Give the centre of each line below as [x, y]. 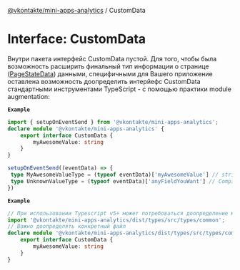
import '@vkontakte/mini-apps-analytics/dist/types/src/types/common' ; [116, 220]
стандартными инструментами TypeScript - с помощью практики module [120, 89]
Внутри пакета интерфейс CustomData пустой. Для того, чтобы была [112, 58]
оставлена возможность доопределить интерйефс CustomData [104, 81]
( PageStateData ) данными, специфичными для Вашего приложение [110, 73]
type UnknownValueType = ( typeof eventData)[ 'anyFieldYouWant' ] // [113, 181]
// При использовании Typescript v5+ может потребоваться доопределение [118, 213]
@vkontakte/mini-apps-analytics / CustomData [77, 10]
